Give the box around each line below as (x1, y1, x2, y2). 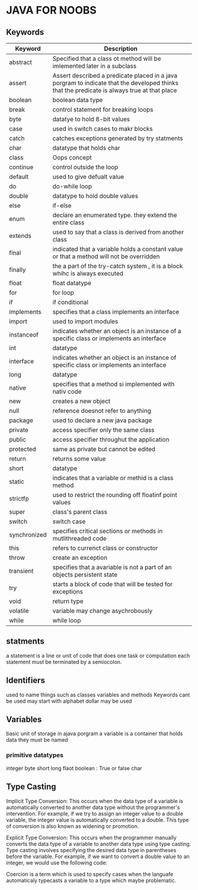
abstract (9, 58, 32, 66)
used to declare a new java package (52, 416, 152, 424)
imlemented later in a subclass (52, 62, 137, 70)
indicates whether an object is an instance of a (52, 327, 181, 335)
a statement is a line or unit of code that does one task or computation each (6, 652, 190, 659)
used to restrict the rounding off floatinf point (52, 491, 177, 499)
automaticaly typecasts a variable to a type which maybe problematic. (6, 876, 177, 884)
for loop (52, 289, 75, 296)
